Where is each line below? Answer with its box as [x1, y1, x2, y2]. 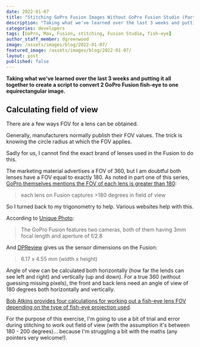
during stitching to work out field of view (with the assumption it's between [6, 321, 190, 329]
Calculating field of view [6, 105, 98, 115]
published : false [6, 58, 49, 64]
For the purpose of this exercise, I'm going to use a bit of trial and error [6, 316, 180, 323]
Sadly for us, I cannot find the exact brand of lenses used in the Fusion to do [6, 150, 193, 157]
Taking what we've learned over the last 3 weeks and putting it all [6, 75, 171, 82]
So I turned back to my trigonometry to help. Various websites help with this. [6, 203, 194, 210]
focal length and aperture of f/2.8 [20, 232, 103, 239]
